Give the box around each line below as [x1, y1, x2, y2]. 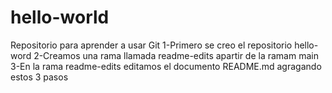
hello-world [10, 6, 110, 29]
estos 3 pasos [10, 71, 69, 83]
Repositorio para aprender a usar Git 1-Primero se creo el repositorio [10, 39, 293, 51]
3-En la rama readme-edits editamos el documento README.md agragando [10, 60, 322, 72]
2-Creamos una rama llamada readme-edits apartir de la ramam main [33, 49, 319, 61]
